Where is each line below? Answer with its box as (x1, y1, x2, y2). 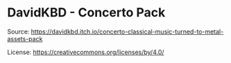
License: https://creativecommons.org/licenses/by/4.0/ (7, 48, 164, 56)
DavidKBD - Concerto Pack (7, 5, 166, 21)
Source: (7, 27, 30, 36)
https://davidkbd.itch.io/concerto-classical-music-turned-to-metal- (31, 27, 224, 36)
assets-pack (7, 34, 43, 42)
